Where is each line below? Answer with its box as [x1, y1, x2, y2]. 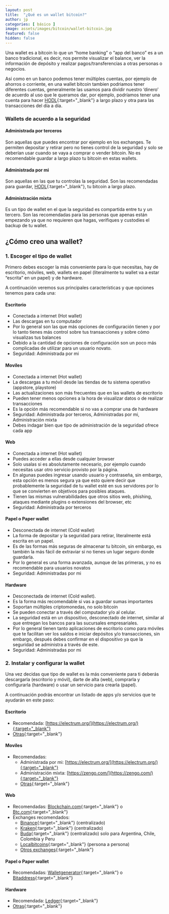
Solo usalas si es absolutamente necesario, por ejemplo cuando [12, 461, 146, 467]
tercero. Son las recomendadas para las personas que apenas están [5, 212, 148, 218]
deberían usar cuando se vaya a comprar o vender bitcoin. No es [5, 150, 141, 156]
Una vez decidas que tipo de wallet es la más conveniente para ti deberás [5, 671, 159, 677]
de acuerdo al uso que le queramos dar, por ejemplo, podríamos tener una [5, 92, 160, 98]
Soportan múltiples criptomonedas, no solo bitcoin [12, 604, 118, 610]
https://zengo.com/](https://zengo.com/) [68, 769, 153, 776]
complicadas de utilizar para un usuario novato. [12, 345, 112, 351]
